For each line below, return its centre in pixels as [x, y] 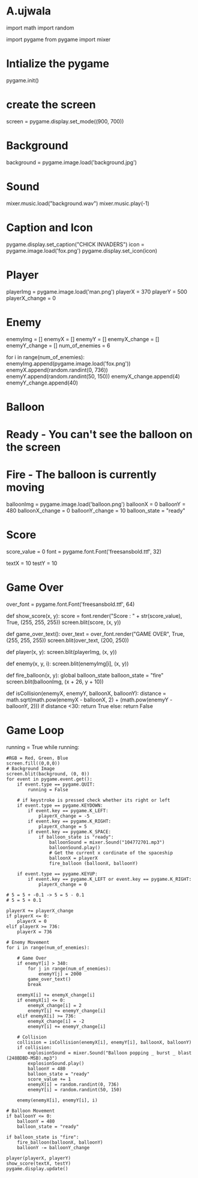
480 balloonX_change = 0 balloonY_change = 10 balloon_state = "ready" [96, 510]
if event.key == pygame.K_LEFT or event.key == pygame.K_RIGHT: [110, 879]
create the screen [51, 105]
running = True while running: [43, 747]
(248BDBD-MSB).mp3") [32, 1058]
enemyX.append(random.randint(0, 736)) [57, 370]
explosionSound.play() [56, 1063]
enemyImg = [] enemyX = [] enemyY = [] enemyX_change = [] [83, 339]
